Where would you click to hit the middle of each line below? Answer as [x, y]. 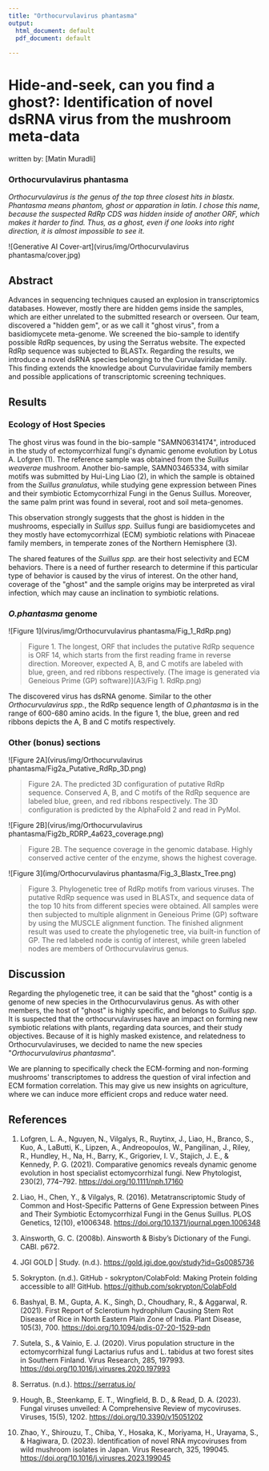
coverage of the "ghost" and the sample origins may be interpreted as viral [132, 584]
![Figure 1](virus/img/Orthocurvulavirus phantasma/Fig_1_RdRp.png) [120, 631]
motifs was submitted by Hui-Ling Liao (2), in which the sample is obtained [132, 476]
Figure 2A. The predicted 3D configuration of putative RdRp [126, 784]
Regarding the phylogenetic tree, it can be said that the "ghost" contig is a [130, 993]
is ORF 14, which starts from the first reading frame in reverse [129, 655]
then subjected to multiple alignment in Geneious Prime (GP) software [143, 915]
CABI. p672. [40, 1247]
